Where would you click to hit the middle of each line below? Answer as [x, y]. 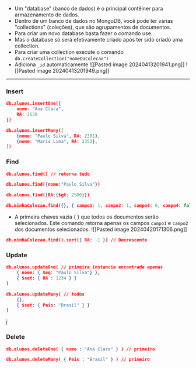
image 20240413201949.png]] [73, 71]
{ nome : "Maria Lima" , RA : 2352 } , [57, 141]
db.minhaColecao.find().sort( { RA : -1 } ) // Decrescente [77, 240]
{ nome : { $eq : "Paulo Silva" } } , [58, 273]
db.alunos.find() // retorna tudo [48, 174]
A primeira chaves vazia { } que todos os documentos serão [87, 217]
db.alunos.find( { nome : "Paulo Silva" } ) [53, 185]
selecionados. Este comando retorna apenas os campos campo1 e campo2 [101, 223]
